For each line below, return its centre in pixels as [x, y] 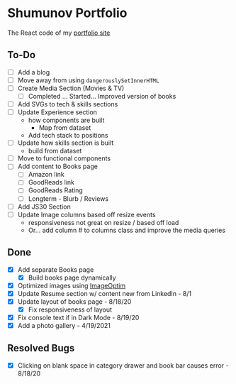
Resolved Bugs [41, 348]
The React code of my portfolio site [59, 33]
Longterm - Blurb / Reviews [68, 198]
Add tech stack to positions [68, 136]
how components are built [66, 120]
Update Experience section [57, 112]
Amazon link [46, 175]
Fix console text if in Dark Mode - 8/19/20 [78, 317]
